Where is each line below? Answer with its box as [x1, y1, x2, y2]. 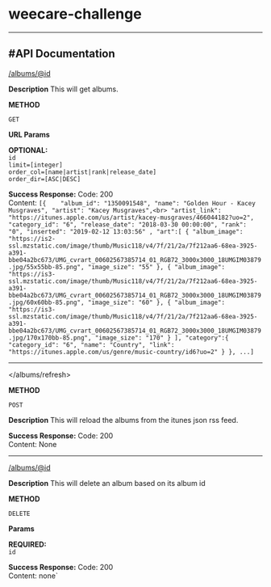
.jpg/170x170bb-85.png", [8, 333, 92, 342]
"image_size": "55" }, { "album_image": [87, 263, 226, 271]
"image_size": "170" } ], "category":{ [94, 333, 229, 342]
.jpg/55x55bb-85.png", [8, 263, 85, 271]
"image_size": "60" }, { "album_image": [87, 298, 226, 306]
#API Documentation [8, 47, 115, 61]
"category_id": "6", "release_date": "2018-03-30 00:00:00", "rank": [8, 220, 248, 229]
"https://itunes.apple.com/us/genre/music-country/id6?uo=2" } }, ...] [8, 348, 254, 356]
